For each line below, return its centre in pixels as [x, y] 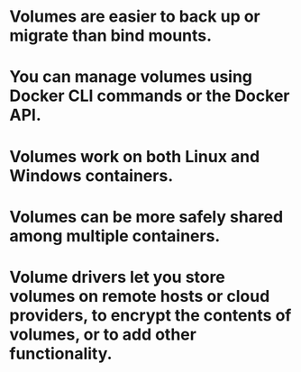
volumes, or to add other [103, 334]
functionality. [61, 354]
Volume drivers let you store [117, 277]
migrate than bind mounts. [111, 36]
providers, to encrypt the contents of [150, 315]
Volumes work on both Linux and [135, 156]
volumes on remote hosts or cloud [140, 296]
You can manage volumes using [131, 77]
